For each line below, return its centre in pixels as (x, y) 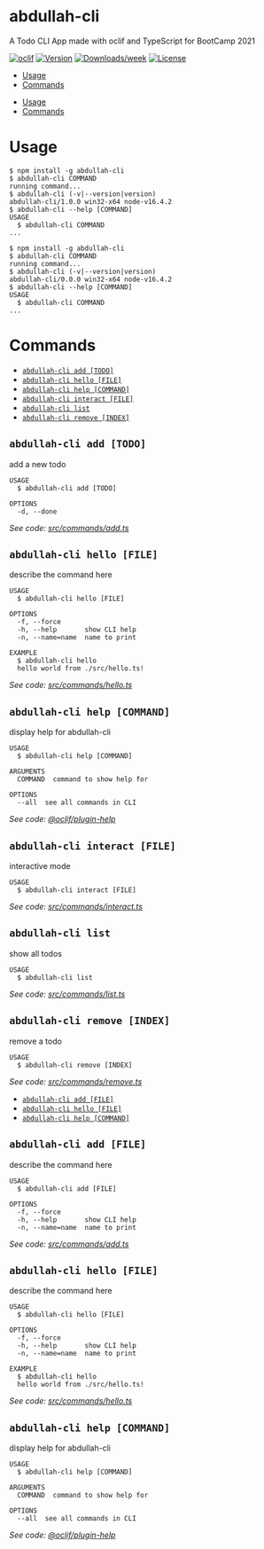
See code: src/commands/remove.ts (76, 1081)
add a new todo (38, 464)
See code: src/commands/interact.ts (76, 907)
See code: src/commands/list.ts (67, 994)
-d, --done (37, 512)
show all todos (35, 953)
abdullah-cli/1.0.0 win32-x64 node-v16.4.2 (91, 201)
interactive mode (40, 866)
